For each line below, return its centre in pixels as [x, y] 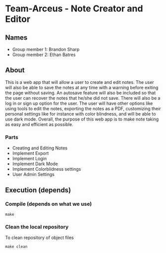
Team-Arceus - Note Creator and [74, 9]
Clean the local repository [37, 227]
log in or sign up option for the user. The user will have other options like [79, 103]
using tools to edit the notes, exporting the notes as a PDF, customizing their [83, 108]
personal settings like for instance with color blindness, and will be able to [81, 114]
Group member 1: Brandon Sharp [46, 49]
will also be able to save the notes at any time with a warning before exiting [82, 87]
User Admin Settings [33, 175]
